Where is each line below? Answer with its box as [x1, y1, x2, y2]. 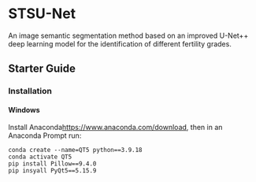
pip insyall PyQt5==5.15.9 [8, 167, 97, 175]
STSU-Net [8, 5, 76, 23]
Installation [8, 86, 53, 97]
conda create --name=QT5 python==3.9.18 [8, 147, 143, 154]
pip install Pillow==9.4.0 [8, 160, 97, 168]
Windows [8, 105, 40, 114]
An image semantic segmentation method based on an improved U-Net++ [8, 31, 249, 40]
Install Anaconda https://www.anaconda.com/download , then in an [8, 123, 223, 132]
